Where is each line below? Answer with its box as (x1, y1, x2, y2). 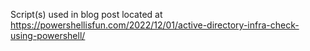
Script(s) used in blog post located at (10, 9, 163, 20)
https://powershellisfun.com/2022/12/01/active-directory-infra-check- (10, 19, 300, 31)
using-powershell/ (10, 30, 86, 41)
